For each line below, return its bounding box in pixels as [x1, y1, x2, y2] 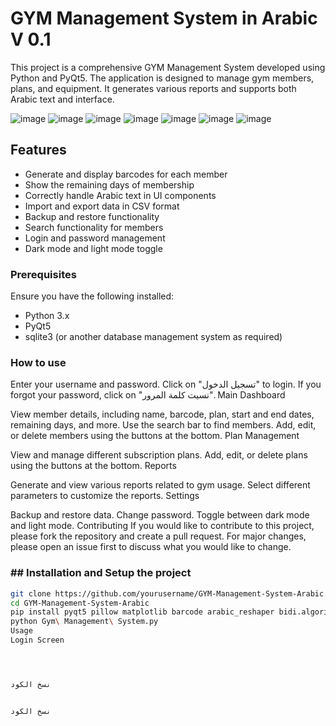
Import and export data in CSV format [24, 200, 180, 212]
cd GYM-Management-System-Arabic [10, 598, 150, 608]
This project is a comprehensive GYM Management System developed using [10, 61, 326, 73]
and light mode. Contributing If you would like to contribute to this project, [10, 520, 315, 532]
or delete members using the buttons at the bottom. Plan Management [10, 430, 300, 442]
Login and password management [24, 232, 166, 244]
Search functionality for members [24, 221, 164, 233]
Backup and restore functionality [24, 210, 160, 222]
